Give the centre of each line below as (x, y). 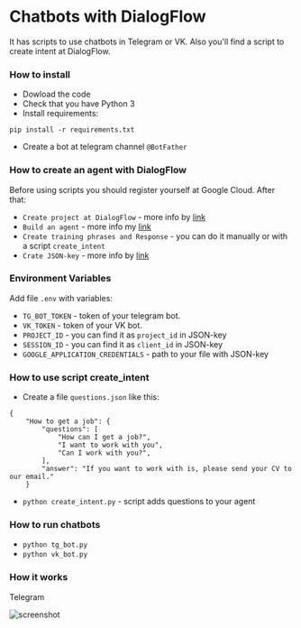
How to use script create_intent (79, 377)
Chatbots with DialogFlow (108, 17)
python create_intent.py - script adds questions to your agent (139, 502)
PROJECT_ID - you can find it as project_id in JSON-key (124, 335)
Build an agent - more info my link (87, 226)
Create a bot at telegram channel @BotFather (105, 147)
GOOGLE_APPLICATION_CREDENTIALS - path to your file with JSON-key (145, 354)
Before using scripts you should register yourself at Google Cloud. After (142, 189)
